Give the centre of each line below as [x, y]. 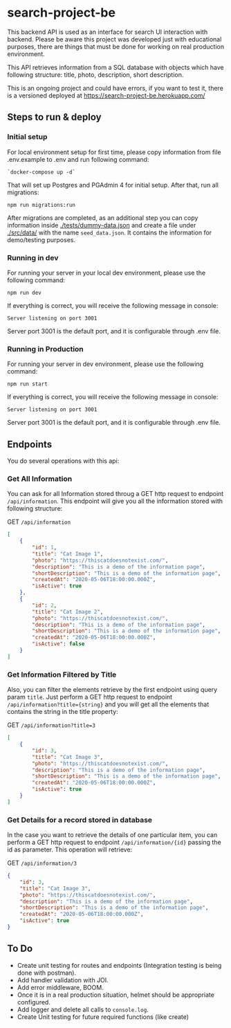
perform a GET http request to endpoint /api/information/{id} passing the [114, 843]
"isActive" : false [58, 644]
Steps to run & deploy [54, 117]
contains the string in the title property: [63, 712]
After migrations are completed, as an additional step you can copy [103, 218]
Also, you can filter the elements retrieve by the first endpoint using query [112, 690]
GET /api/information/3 [42, 863]
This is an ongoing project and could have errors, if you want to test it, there [115, 88]
